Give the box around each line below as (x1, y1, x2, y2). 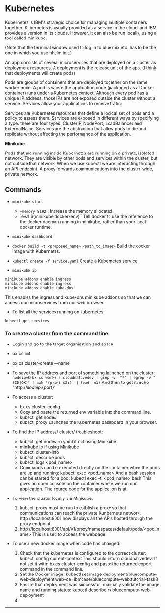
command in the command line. (19, 566, 83, 572)
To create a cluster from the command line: (5, 330, 110, 337)
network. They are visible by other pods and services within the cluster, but (5, 155, 158, 161)
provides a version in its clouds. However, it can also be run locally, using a (5, 30, 157, 36)
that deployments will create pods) (5, 70, 75, 76)
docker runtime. (19, 224, 52, 230)
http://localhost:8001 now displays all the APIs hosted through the (19, 515, 153, 521)
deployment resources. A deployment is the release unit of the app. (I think (5, 65, 157, 71)
